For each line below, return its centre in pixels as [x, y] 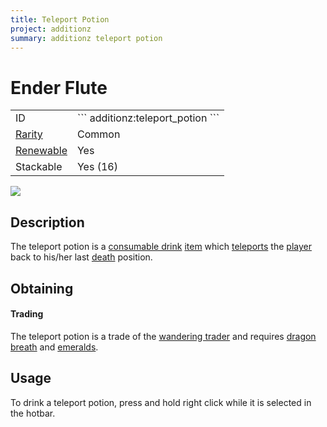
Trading [27, 314]
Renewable [41, 151]
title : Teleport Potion [60, 19]
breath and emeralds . [54, 347]
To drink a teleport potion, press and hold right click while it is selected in [161, 402]
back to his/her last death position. [81, 257]
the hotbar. [33, 413]
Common [98, 134]
